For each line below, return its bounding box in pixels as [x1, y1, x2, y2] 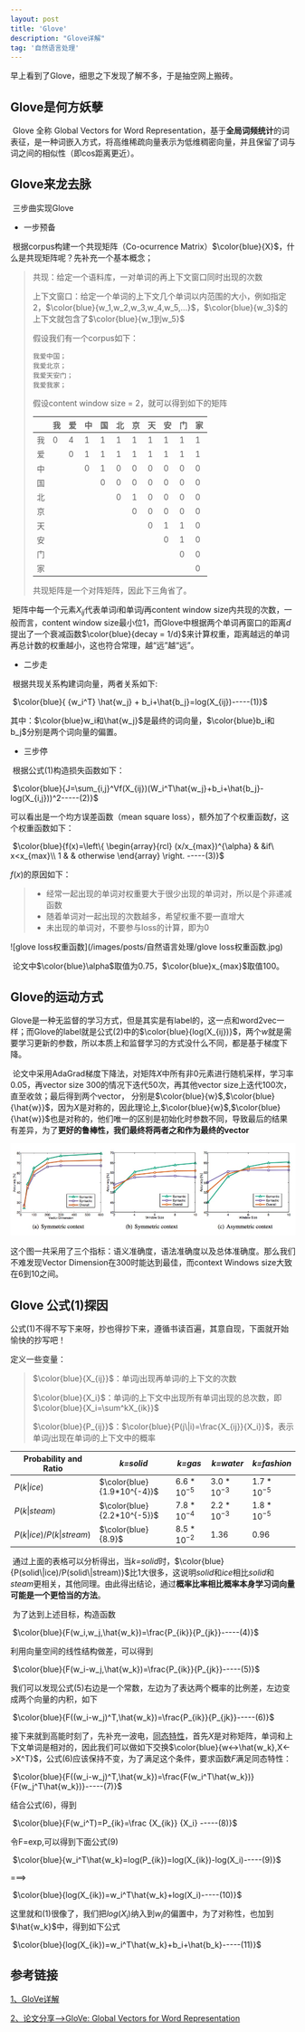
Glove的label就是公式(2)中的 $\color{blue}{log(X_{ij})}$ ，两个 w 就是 [33, 1026, 284, 1037]
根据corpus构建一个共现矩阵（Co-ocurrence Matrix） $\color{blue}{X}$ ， [12, 241, 288, 252]
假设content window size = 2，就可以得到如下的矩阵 [32, 398, 228, 409]
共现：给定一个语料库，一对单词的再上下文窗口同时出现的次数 [32, 272, 263, 282]
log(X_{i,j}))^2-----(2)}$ [10, 792, 99, 803]
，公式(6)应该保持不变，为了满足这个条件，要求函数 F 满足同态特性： [38, 1753, 292, 1764]
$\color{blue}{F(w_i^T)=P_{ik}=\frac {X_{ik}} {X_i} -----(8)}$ [12, 1817, 238, 1828]
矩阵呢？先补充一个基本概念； [41, 252, 153, 262]
